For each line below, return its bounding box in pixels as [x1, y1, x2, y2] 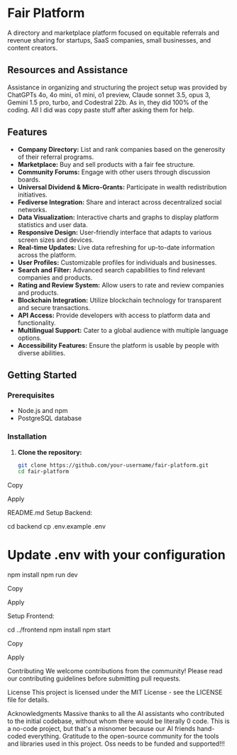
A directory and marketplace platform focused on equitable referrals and [7, 28, 220, 37]
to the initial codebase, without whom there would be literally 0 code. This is [7, 717, 230, 725]
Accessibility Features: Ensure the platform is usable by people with [17, 341, 219, 349]
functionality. [17, 318, 56, 327]
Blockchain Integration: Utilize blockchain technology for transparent [17, 296, 222, 304]
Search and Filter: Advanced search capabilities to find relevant [17, 265, 206, 274]
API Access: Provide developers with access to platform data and [17, 311, 211, 319]
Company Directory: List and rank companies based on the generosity [17, 145, 226, 153]
